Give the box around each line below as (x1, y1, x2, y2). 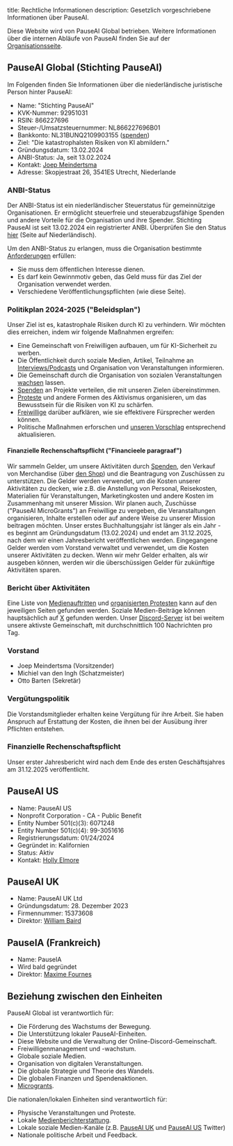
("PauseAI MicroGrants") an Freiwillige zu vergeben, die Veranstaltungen (7, 506, 216, 514)
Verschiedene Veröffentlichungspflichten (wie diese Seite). (17, 287, 186, 296)
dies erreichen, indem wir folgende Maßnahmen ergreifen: (7, 328, 175, 337)
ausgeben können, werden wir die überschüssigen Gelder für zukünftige (7, 558, 216, 567)
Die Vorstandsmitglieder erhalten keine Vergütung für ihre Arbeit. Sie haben (7, 710, 224, 718)
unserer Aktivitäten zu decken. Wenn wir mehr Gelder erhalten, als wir (7, 551, 209, 559)
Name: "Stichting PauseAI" (17, 101, 95, 109)
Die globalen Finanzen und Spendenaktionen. (17, 1074, 148, 1083)
